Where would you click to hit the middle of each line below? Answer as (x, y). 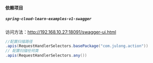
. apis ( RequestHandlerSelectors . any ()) (46, 55)
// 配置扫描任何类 (22, 51)
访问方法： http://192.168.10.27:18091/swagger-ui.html (61, 32)
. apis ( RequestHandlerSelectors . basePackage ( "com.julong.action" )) (77, 46)
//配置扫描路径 (19, 41)
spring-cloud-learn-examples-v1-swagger (49, 19)
